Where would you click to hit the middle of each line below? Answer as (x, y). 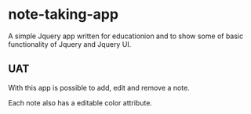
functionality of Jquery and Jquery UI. (70, 44)
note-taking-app (64, 14)
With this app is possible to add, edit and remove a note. (99, 87)
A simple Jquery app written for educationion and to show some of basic (126, 36)
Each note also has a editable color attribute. (80, 102)
